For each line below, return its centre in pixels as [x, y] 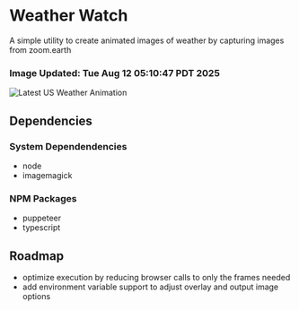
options [36, 297]
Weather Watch [69, 16]
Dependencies [51, 121]
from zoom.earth [40, 49]
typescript [41, 228]
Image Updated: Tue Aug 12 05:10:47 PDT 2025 [114, 73]
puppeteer [41, 218]
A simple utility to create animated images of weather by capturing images [147, 40]
